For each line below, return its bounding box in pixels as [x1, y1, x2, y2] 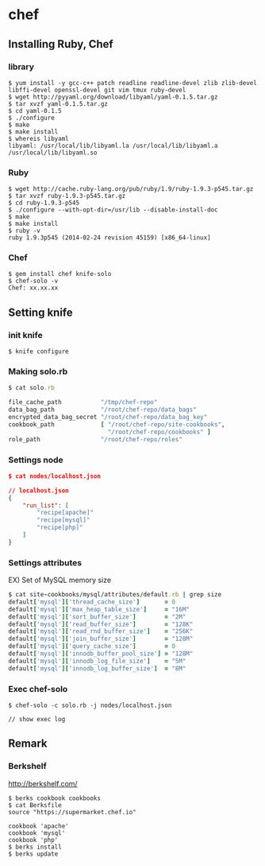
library [8, 61, 34, 72]
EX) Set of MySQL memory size [8, 575, 112, 585]
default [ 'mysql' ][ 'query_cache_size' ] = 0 [8, 643, 176, 650]
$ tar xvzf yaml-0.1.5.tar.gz [8, 99, 109, 108]
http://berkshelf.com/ [8, 779, 78, 788]
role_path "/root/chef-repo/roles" [8, 435, 182, 443]
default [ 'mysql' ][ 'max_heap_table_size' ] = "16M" [8, 605, 190, 613]
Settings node [8, 454, 63, 465]
